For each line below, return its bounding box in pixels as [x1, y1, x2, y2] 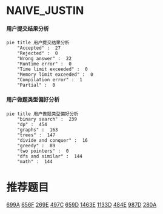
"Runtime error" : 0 [17, 61, 72, 67]
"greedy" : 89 [17, 142, 56, 149]
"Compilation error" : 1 [17, 77, 83, 83]
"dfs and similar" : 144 [17, 153, 83, 159]
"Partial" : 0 [17, 82, 56, 89]
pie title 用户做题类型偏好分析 [6, 110, 79, 117]
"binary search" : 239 [17, 116, 78, 122]
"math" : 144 [17, 158, 53, 164]
